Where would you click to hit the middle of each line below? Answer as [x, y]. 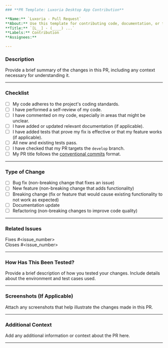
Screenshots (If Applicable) [39, 296]
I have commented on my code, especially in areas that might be [79, 115]
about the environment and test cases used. [50, 279]
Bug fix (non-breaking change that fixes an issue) [63, 183]
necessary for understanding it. [37, 75]
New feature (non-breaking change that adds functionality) [73, 188]
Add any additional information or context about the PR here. [67, 336]
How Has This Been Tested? [40, 262]
